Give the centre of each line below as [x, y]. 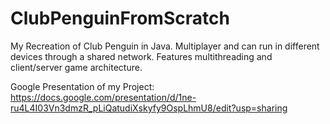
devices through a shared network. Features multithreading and [141, 56]
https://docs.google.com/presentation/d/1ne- [103, 97]
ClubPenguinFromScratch [120, 18]
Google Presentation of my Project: [82, 86]
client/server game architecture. [76, 67]
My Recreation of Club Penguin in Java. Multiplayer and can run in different [165, 46]
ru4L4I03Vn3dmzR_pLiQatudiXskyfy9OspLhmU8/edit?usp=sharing [149, 108]
